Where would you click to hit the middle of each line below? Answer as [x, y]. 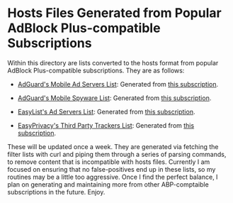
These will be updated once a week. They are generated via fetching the [113, 146]
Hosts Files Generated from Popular [114, 13]
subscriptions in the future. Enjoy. [56, 192]
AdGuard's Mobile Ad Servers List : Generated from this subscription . [118, 84]
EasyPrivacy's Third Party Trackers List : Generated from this [106, 125]
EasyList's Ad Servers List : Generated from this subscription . [106, 111]
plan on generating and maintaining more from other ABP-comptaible [108, 184]
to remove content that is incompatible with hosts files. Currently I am [109, 162]
